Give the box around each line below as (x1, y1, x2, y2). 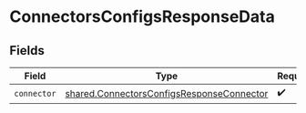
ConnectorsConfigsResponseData (9, 6, 275, 27)
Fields (9, 43, 46, 58)
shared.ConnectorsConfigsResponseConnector (65, 87, 269, 99)
